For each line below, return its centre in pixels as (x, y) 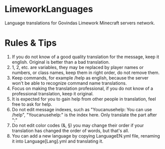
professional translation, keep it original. (53, 93)
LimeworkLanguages (49, 9)
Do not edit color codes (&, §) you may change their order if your (78, 125)
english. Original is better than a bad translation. (61, 62)
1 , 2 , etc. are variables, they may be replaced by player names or (78, 67)
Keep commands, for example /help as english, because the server (80, 77)
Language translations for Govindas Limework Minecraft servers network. (80, 23)
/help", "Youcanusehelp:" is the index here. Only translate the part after (84, 115)
